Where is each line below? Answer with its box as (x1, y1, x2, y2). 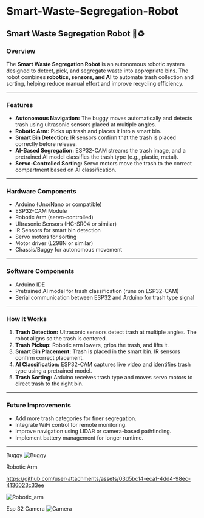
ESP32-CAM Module (15, 207, 67, 215)
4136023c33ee (6, 482, 44, 489)
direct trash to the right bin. (15, 380, 84, 387)
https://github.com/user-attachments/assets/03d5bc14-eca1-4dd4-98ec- (6, 475, 191, 483)
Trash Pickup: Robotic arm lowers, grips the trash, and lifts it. (15, 342, 169, 349)
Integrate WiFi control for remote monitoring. (15, 421, 127, 429)
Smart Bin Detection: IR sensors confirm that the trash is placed (15, 134, 176, 141)
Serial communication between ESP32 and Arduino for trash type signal (15, 294, 195, 301)
